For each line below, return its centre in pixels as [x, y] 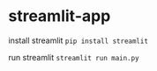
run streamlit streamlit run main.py [74, 57]
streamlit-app [60, 16]
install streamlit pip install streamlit [78, 40]
